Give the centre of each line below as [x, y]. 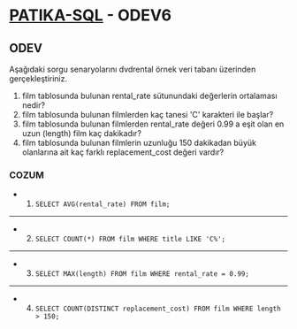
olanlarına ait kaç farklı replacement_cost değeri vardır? [123, 152]
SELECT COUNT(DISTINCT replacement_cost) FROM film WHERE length [158, 309]
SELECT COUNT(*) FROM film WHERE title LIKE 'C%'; [130, 240]
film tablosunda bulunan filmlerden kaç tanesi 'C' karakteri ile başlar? [148, 115]
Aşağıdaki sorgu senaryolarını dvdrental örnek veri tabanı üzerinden [133, 69]
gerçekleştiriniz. [38, 79]
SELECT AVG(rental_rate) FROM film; [103, 204]
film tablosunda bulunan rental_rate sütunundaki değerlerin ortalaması [149, 96]
